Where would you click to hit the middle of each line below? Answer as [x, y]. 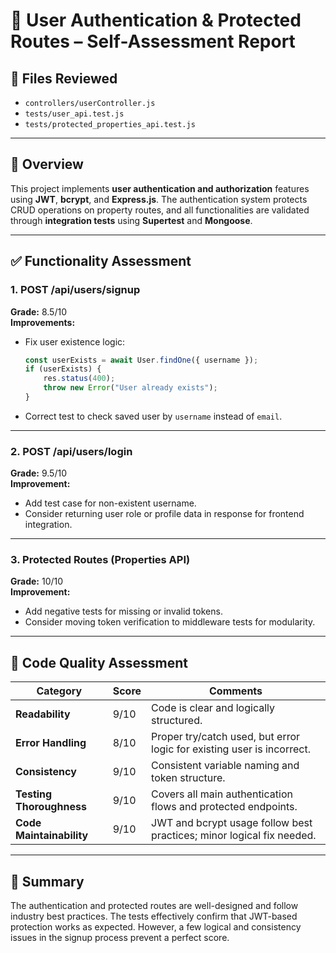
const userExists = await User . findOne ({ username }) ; [141, 360]
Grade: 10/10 [37, 581]
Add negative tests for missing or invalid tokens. [123, 611]
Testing [34, 794]
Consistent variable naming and [225, 766]
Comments [236, 691]
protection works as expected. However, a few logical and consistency [156, 927]
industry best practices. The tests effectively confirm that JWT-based [154, 916]
